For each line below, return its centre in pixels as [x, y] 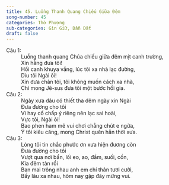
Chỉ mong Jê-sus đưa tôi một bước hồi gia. [73, 88]
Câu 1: [14, 50]
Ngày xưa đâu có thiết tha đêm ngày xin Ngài [76, 100]
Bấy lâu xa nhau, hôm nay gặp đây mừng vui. [76, 176]
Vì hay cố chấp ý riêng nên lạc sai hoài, [69, 113]
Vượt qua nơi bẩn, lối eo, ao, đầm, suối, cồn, [75, 157]
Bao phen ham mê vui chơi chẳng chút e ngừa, [78, 126]
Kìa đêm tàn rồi [39, 164]
